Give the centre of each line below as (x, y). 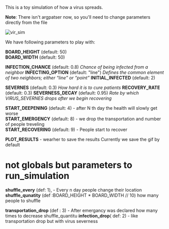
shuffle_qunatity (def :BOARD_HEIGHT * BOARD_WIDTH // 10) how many (82, 195)
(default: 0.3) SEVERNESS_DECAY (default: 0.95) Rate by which (72, 93)
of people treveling (25, 124)
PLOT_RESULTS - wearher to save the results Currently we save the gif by (82, 139)
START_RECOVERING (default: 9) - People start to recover (66, 129)
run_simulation (37, 176)
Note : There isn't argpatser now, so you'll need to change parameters (78, 17)
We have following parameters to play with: (50, 42)
